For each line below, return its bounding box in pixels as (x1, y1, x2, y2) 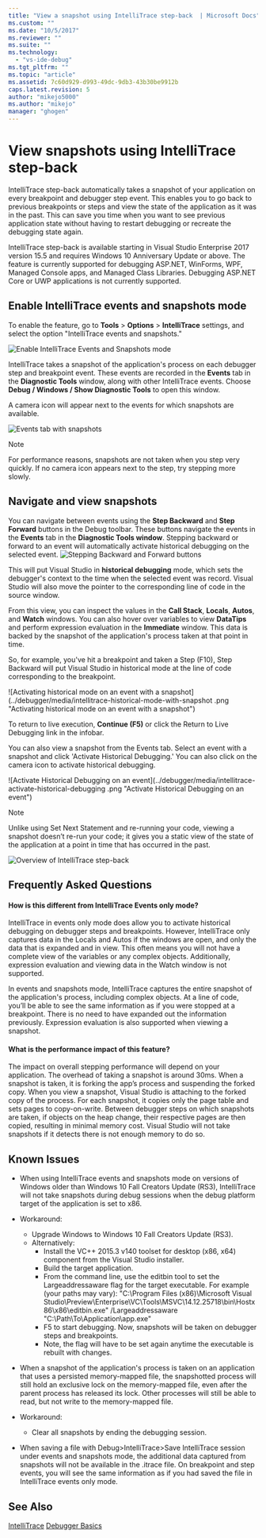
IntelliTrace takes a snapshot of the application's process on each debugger (8, 359, 256, 369)
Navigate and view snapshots (8, 495, 158, 508)
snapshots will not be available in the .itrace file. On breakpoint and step (19, 1460, 255, 1470)
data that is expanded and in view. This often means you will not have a (8, 943, 241, 953)
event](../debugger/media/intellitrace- (131, 775, 256, 784)
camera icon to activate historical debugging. (8, 760, 156, 769)
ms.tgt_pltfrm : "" (8, 64, 69, 71)
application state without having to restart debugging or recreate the (8, 218, 232, 228)
